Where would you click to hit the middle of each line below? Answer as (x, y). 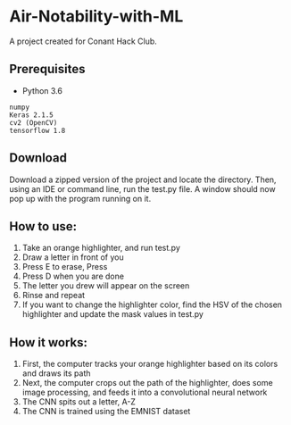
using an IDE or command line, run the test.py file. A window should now (142, 188)
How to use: (43, 226)
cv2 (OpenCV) (33, 122)
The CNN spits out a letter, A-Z (79, 402)
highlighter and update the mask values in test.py (112, 314)
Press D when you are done (73, 276)
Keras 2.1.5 (31, 115)
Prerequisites (47, 69)
